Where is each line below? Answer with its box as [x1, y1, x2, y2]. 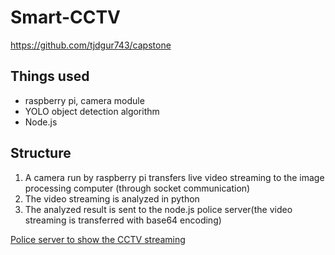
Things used [10, 68, 90, 85]
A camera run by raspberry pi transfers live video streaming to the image [24, 171, 325, 183]
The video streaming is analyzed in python [24, 192, 200, 205]
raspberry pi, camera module [24, 94, 145, 106]
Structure [10, 145, 72, 162]
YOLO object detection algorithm [24, 105, 160, 117]
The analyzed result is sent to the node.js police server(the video [24, 203, 293, 215]
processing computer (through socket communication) [24, 182, 251, 194]
